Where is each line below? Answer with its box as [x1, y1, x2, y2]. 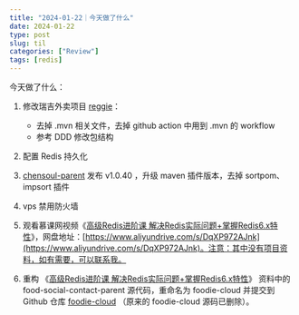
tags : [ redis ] [9, 55, 63, 64]
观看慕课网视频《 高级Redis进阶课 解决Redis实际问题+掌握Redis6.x [22, 220, 270, 231]
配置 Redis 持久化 [22, 151, 88, 162]
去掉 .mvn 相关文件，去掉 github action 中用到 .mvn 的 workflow [35, 120, 275, 131]
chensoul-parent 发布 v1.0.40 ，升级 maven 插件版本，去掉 [22, 170, 244, 181]
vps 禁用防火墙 [22, 201, 79, 212]
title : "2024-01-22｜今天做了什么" [9, 13, 134, 23]
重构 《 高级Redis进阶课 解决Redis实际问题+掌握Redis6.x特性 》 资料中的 [22, 273, 291, 284]
